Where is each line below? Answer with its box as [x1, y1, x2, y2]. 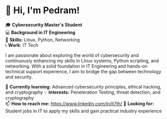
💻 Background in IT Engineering [5, 29, 76, 35]
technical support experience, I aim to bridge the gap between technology [5, 68, 162, 74]
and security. [5, 74, 33, 80]
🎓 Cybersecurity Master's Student [5, 21, 83, 27]
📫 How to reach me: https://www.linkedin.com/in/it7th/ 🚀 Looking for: [5, 100, 154, 106]
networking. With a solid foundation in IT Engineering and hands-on [5, 63, 148, 69]
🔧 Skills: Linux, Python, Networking [5, 37, 80, 43]
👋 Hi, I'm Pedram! [5, 5, 80, 16]
